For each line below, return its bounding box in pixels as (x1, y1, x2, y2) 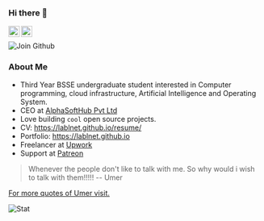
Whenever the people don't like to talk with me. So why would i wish (27, 164, 256, 173)
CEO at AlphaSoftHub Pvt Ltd (19, 105, 118, 115)
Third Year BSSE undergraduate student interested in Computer (19, 80, 232, 90)
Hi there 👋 (8, 7, 48, 19)
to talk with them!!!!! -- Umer (27, 173, 124, 182)
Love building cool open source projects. (19, 114, 157, 123)
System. (19, 97, 48, 106)
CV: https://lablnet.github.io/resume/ (19, 123, 142, 132)
